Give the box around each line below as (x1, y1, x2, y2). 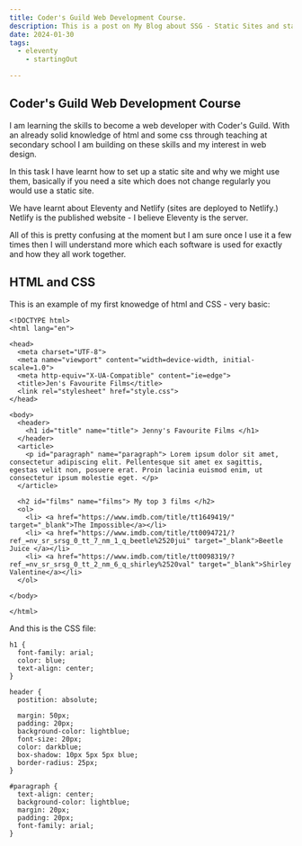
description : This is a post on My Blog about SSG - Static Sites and (9, 22, 280, 31)
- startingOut (25, 55, 78, 64)
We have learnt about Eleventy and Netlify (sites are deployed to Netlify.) (9, 202, 279, 213)
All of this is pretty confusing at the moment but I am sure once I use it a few (9, 229, 292, 240)
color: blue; (17, 655, 67, 665)
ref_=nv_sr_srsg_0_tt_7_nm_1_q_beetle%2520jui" (9, 536, 191, 545)
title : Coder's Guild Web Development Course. (9, 13, 187, 22)
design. (9, 148, 38, 159)
